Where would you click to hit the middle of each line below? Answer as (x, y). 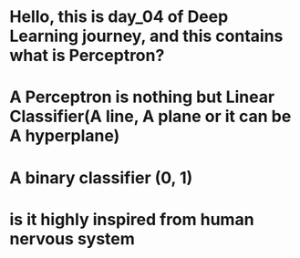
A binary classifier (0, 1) (101, 177)
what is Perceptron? (87, 56)
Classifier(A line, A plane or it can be (150, 117)
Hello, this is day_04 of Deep (119, 17)
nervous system (72, 238)
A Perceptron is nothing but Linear (142, 97)
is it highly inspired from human (132, 219)
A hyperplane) (65, 136)
